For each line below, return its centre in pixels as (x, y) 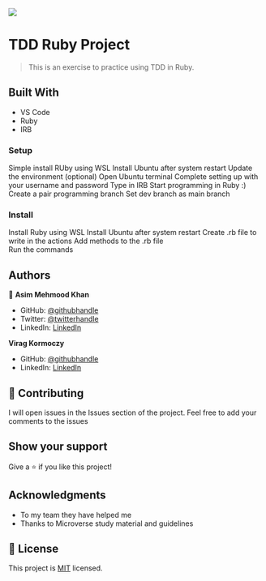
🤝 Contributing (46, 393)
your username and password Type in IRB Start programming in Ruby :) (127, 186)
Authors (30, 275)
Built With (34, 93)
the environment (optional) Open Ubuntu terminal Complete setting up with (133, 177)
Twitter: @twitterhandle (59, 319)
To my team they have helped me (76, 515)
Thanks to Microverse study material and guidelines (107, 523)
